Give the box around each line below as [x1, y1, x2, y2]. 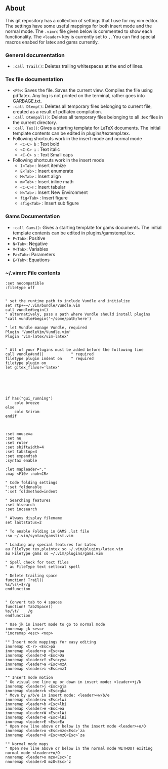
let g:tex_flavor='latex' [5, 365, 60, 370]
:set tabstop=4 [5, 449, 37, 454]
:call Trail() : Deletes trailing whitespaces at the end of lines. [12, 63, 144, 69]
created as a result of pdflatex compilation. [12, 109, 102, 115]
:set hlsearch [5, 502, 35, 507]
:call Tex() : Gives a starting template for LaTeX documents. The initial [12, 125, 161, 131]
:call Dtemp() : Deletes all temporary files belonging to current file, [12, 103, 152, 109]
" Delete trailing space [5, 573, 58, 578]
